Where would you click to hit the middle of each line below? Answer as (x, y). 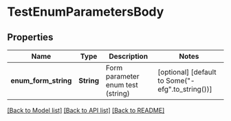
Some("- (180, 81)
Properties (30, 37)
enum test (122, 85)
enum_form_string (41, 81)
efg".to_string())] (185, 89)
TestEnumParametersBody (86, 12)
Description (129, 56)
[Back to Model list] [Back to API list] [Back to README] (86, 110)
